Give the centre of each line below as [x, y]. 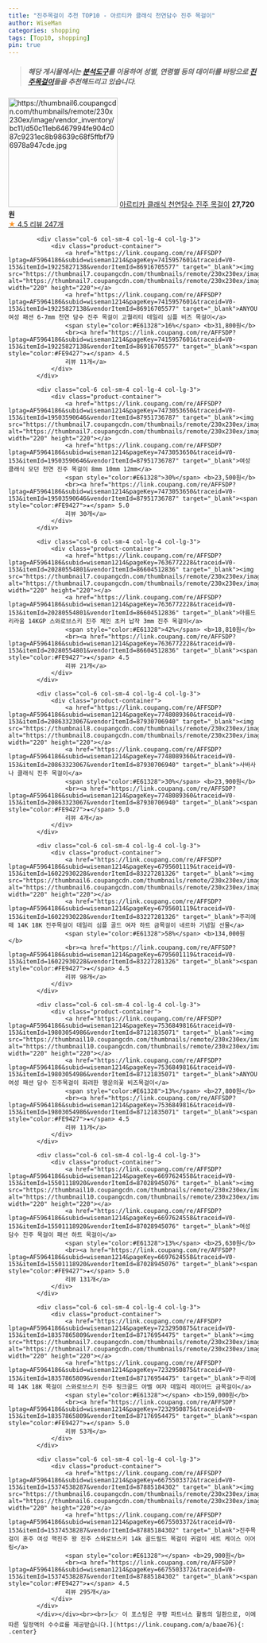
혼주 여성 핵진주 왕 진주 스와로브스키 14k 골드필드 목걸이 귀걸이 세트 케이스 [132, 1539]
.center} [23, 1632]
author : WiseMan [35, 23]
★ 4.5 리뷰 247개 [36, 224]
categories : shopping [44, 30]
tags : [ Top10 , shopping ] [49, 38]
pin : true [25, 45]
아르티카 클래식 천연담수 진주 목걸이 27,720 [187, 204]
